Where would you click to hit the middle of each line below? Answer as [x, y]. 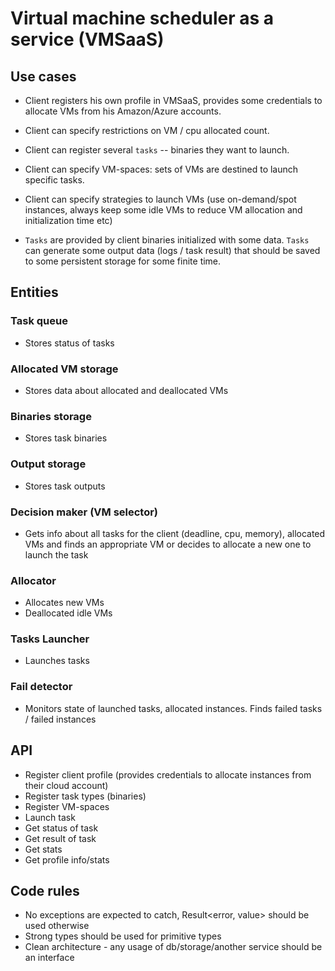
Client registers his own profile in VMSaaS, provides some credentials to [173, 100]
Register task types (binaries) [85, 796]
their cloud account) [66, 785]
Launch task [50, 817]
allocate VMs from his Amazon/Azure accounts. [123, 111]
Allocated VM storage [64, 369]
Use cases [43, 76]
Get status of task [61, 828]
